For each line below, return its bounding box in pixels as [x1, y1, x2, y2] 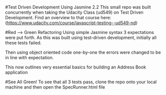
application [5, 69, 28, 75]
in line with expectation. [5, 55, 54, 61]
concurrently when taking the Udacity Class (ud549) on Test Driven [5, 9, 144, 15]
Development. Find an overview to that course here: [5, 15, 111, 20]
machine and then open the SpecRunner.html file [5, 84, 105, 90]
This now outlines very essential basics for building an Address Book [5, 64, 147, 70]
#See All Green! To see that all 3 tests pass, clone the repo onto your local [5, 79, 157, 85]
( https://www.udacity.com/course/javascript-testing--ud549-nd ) [5, 20, 138, 26]
